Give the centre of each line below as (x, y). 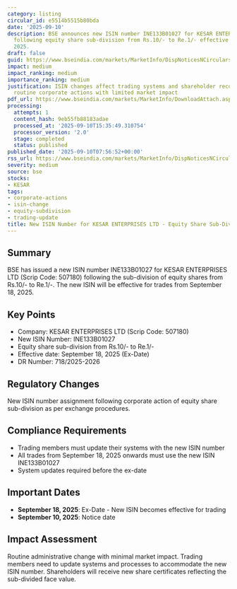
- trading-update (33, 218)
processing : (25, 106)
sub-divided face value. (42, 579)
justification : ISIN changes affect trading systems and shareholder (112, 86)
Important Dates (44, 492)
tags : (15, 192)
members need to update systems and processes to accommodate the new (117, 564)
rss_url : (20, 159)
